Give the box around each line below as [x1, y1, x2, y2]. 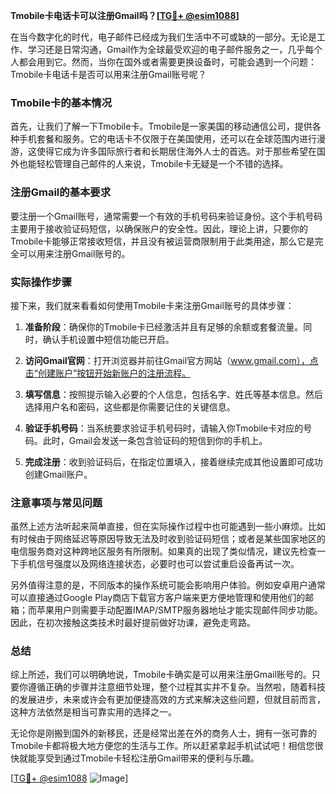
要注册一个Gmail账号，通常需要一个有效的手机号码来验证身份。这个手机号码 [10, 210, 323, 222]
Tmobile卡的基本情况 [10, 95, 113, 109]
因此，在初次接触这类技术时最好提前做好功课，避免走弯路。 [10, 617, 256, 629]
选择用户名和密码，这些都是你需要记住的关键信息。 [24, 400, 236, 413]
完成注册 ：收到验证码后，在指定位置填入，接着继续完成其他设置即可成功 [24, 455, 323, 468]
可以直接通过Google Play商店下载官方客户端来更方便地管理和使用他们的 [10, 592, 306, 604]
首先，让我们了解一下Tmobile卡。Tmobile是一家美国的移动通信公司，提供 [10, 120, 313, 133]
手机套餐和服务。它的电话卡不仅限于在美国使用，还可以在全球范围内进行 [18, 133, 317, 145]
